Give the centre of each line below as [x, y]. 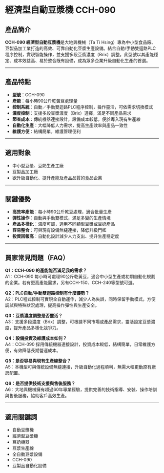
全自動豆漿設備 [27, 454]
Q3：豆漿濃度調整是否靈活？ [34, 316]
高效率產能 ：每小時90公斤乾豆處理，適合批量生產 [62, 212]
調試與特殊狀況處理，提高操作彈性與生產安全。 [52, 305]
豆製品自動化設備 [29, 466]
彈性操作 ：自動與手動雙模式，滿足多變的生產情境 [61, 218]
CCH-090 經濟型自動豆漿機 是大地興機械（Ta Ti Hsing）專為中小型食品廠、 [81, 42]
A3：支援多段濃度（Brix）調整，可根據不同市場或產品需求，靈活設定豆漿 [78, 322]
